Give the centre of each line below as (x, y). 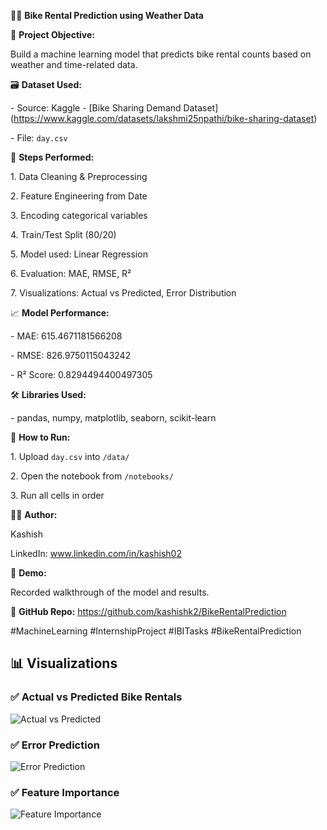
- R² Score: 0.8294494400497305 (81, 374)
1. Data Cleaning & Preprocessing (79, 176)
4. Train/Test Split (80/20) (63, 234)
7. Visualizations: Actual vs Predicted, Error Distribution (123, 293)
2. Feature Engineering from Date (79, 196)
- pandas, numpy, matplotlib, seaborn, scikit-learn (113, 418)
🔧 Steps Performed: (52, 157)
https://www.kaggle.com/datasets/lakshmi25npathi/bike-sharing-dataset (164, 118)
